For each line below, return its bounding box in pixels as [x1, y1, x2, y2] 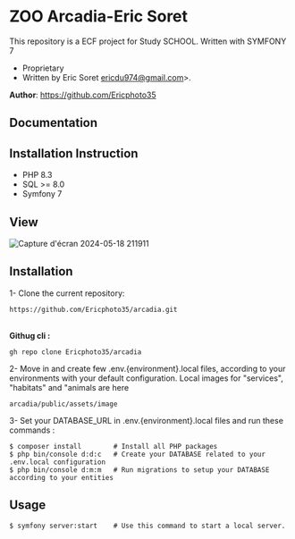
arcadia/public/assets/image [9, 400, 118, 408]
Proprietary [21, 63, 64, 73]
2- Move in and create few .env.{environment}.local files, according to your [9, 363, 286, 374]
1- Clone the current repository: [9, 288, 125, 299]
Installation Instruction [9, 146, 139, 161]
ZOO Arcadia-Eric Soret [9, 6, 189, 27]
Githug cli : [9, 330, 51, 341]
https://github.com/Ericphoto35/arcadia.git [9, 305, 178, 314]
